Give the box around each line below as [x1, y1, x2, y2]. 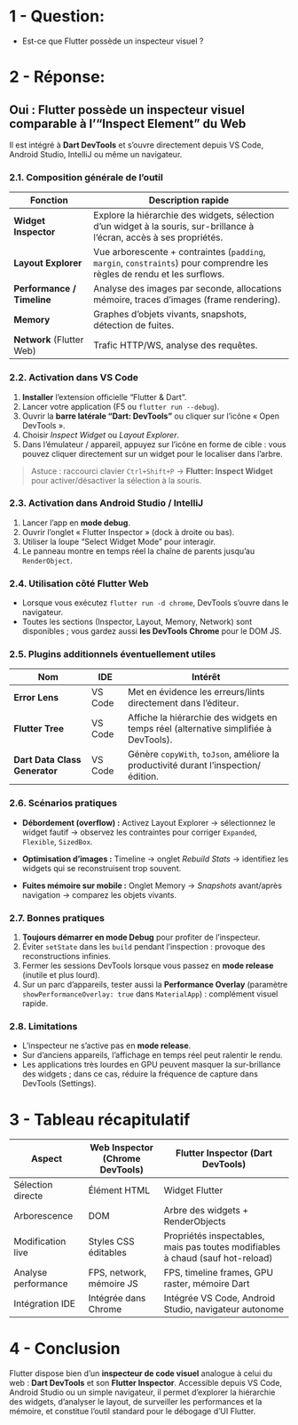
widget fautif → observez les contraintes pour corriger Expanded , [21, 827, 257, 837]
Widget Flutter [163, 1184, 223, 1197]
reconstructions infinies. [21, 951, 111, 962]
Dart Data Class [13, 754, 82, 766]
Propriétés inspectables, [163, 1229, 265, 1242]
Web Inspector [90, 1141, 153, 1154]
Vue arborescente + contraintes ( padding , [92, 246, 266, 259]
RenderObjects [163, 1215, 226, 1228]
